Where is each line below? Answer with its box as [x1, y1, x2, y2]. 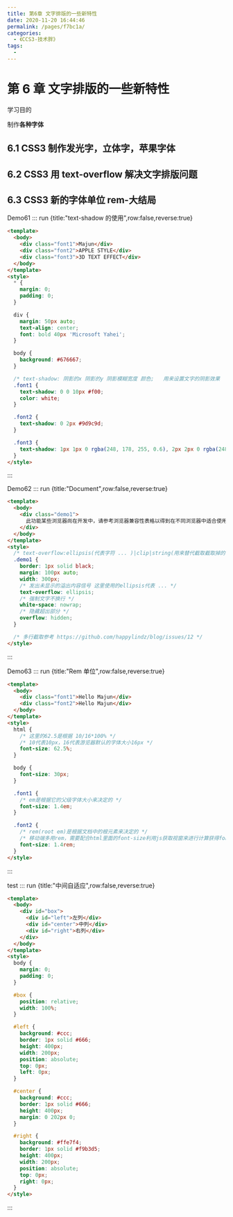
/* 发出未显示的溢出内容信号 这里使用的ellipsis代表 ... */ [19, 582, 177, 589]
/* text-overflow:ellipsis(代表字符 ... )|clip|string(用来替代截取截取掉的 [13, 550, 225, 557]
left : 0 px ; [19, 1069, 51, 1076]
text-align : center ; [19, 324, 79, 331]
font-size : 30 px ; [19, 771, 70, 778]
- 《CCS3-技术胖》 [13, 36, 59, 43]
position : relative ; [19, 998, 79, 1005]
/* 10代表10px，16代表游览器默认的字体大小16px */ [19, 739, 153, 746]
